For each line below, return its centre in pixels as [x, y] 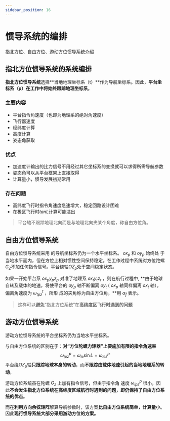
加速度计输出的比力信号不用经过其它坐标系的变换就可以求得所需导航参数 [88, 166]
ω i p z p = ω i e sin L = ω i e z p [85, 355]
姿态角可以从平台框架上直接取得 [46, 173]
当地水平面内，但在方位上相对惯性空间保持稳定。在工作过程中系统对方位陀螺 [85, 260]
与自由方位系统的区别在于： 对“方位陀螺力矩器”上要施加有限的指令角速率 [81, 346]
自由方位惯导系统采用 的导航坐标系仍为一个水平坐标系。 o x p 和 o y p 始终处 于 [85, 254]
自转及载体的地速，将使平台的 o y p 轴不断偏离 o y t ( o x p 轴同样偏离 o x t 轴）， [83, 286]
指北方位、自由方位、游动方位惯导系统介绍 [50, 52]
